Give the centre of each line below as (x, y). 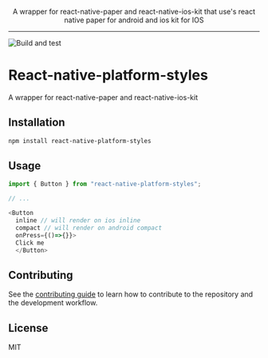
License (28, 328)
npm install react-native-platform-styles (80, 141)
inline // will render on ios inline (78, 221)
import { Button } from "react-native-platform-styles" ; (105, 184)
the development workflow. (53, 303)
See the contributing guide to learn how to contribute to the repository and (131, 294)
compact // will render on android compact (89, 228)
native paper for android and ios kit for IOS (134, 20)
